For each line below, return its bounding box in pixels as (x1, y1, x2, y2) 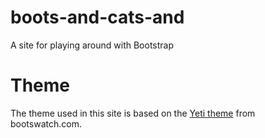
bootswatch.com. (10, 117, 82, 130)
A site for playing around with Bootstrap (10, 39, 175, 51)
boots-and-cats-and (10, 6, 185, 29)
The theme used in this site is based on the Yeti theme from (10, 107, 256, 119)
